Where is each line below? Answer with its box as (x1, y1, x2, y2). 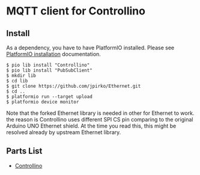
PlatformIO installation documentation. (6, 51, 101, 58)
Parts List (6, 146, 43, 156)
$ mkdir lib (6, 73, 36, 79)
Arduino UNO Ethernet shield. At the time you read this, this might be (6, 122, 177, 129)
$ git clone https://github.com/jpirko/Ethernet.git (6, 83, 141, 89)
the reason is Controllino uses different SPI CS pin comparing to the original (6, 116, 193, 123)
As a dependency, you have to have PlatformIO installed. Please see (6, 44, 175, 51)
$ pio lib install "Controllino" (6, 62, 90, 68)
